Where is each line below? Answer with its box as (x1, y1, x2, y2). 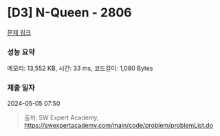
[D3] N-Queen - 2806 (7, 5, 132, 21)
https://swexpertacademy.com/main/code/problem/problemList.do (23, 121, 214, 129)
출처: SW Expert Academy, (23, 113, 99, 122)
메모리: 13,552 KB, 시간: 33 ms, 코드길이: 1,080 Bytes (7, 64, 153, 73)
